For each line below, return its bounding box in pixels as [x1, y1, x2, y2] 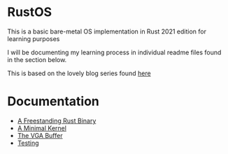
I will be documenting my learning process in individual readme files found [7, 48, 222, 56]
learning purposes [7, 34, 60, 43]
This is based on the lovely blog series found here [7, 69, 152, 77]
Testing [17, 139, 40, 147]
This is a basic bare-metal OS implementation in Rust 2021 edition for [7, 27, 206, 36]
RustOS [7, 4, 52, 20]
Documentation [7, 93, 100, 109]
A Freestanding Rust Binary [17, 116, 97, 125]
